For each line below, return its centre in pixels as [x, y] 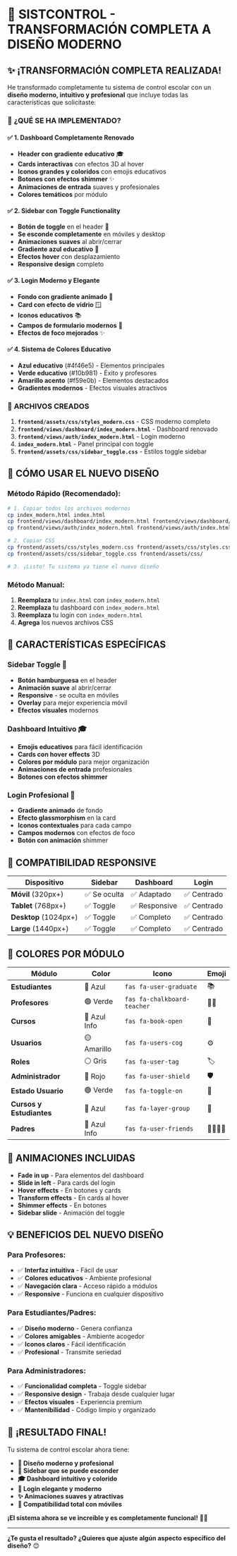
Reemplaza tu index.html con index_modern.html [89, 600]
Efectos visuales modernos [58, 710]
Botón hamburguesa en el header [67, 680]
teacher [137, 1006]
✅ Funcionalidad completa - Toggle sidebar [82, 1386]
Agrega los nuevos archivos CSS [66, 623]
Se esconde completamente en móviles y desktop [91, 234]
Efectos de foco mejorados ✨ [61, 333]
